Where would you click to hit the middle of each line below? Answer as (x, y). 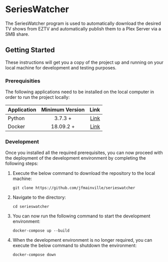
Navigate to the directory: (39, 197)
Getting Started (30, 50)
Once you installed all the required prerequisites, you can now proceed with (84, 153)
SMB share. (17, 34)
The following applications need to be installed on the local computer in (80, 92)
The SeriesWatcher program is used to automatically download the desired (83, 23)
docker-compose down (34, 255)
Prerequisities (23, 81)
